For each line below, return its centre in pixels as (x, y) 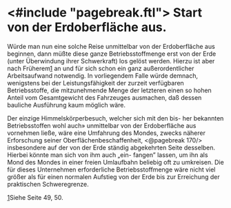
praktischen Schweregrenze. (48, 184)
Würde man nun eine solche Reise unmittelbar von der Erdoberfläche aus (111, 46)
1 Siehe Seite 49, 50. (35, 197)
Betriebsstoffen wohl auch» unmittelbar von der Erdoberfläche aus (102, 125)
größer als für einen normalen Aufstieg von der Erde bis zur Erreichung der (113, 176)
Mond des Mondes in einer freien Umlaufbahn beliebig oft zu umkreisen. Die (115, 162)
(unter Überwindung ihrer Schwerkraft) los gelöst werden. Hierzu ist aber (111, 61)
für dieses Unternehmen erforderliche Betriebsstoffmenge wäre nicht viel (111, 169)
